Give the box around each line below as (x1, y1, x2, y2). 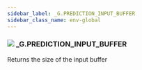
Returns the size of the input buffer (7, 55, 108, 63)
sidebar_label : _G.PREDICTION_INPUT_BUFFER (7, 10, 136, 17)
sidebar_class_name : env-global (7, 17, 101, 24)
